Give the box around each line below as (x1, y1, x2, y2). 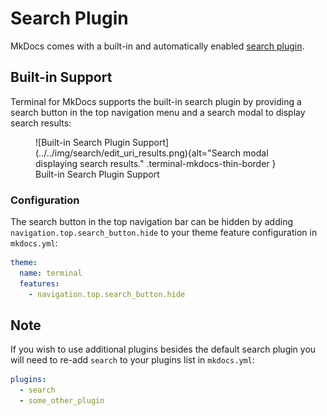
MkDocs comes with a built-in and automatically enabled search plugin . (10, 40, 305, 52)
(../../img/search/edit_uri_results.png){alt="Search (35, 147, 242, 159)
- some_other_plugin (19, 396, 105, 406)
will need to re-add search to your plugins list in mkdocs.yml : (10, 354, 255, 366)
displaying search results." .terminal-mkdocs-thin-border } (35, 157, 277, 169)
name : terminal (19, 268, 83, 278)
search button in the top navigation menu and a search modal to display (10, 106, 306, 118)
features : (19, 278, 60, 289)
